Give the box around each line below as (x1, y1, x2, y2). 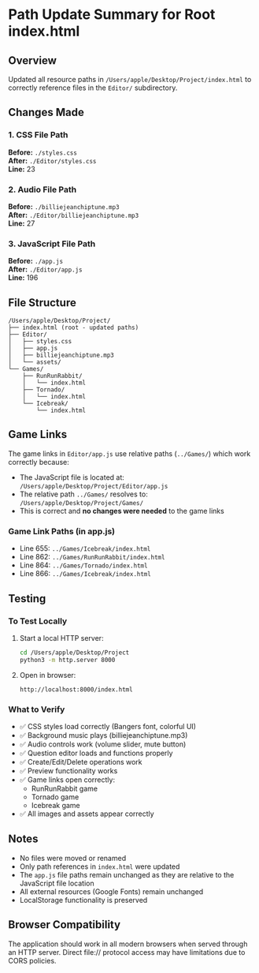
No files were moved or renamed (19, 853, 127, 863)
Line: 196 (8, 273, 39, 283)
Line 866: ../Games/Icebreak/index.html (19, 569, 151, 578)
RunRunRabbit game (31, 784, 98, 793)
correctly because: (8, 457, 69, 466)
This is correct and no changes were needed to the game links (19, 506, 224, 515)
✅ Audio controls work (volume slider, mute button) (19, 739, 187, 749)
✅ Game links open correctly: (19, 775, 116, 784)
